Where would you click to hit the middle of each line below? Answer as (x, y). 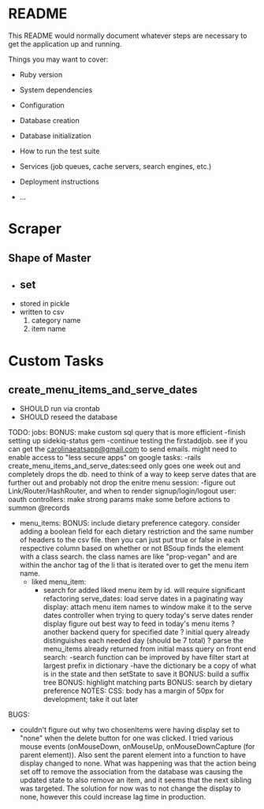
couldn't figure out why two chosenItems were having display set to (130, 730)
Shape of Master (50, 258)
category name (56, 320)
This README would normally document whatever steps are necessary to (128, 36)
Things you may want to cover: (58, 59)
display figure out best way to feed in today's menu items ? (139, 624)
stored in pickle (45, 304)
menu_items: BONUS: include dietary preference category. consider (130, 523)
